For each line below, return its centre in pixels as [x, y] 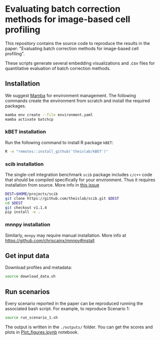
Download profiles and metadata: [39, 268]
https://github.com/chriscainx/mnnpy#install [50, 240]
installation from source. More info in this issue [52, 185]
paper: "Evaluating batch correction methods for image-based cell [72, 48]
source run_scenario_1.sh [31, 318]
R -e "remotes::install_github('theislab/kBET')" [57, 151]
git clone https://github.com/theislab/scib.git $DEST [62, 198]
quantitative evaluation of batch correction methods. [58, 68]
